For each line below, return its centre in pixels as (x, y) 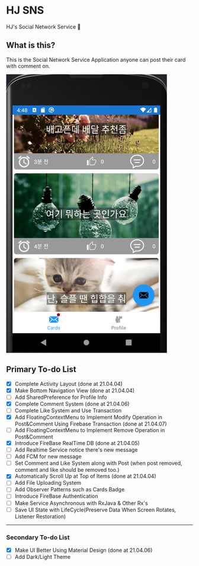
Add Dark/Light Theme (43, 557)
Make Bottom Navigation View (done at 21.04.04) (75, 390)
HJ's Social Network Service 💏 (44, 27)
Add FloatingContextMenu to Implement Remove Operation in (90, 430)
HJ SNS (25, 10)
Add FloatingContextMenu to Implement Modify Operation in (89, 417)
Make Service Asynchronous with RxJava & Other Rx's (81, 503)
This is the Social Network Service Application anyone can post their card (96, 59)
